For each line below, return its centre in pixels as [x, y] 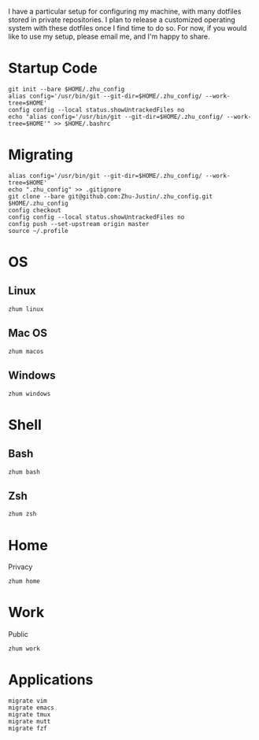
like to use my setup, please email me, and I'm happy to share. [109, 36]
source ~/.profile [38, 231]
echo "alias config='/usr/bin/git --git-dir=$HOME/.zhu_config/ [116, 117]
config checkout [35, 210]
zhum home [24, 582]
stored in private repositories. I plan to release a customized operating [122, 20]
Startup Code [53, 68]
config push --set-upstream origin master [79, 224]
